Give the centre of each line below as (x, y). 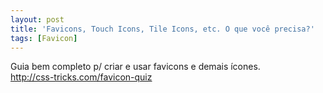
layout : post (37, 19)
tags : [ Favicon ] (44, 38)
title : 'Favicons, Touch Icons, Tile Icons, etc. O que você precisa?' (162, 29)
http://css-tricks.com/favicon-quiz (81, 77)
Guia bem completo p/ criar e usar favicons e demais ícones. (135, 67)
